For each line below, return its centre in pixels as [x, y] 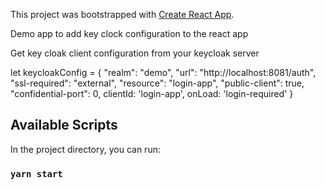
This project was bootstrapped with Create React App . [122, 14]
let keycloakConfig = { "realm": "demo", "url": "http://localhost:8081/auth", [163, 72]
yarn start [36, 173]
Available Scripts [64, 125]
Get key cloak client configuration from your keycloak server [135, 53]
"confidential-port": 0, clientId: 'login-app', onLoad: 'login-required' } [152, 93]
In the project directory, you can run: [85, 149]
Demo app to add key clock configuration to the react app [129, 33]
